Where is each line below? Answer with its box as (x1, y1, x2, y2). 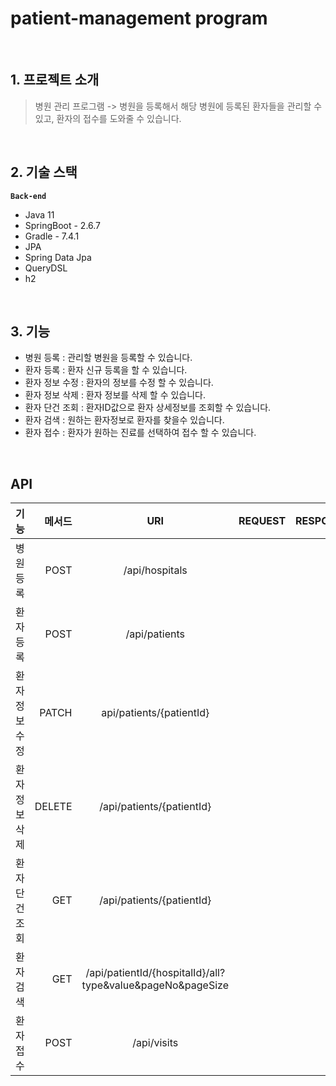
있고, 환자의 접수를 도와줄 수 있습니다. (34, 112, 182, 124)
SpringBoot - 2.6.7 (24, 219, 102, 231)
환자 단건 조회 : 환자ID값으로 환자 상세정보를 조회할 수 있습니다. (24, 402, 272, 414)
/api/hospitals (123, 563, 188, 577)
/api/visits (132, 1036, 179, 1050)
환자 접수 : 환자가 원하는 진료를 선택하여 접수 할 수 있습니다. (24, 427, 257, 439)
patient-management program (10, 7, 268, 30)
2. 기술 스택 (10, 164, 78, 181)
